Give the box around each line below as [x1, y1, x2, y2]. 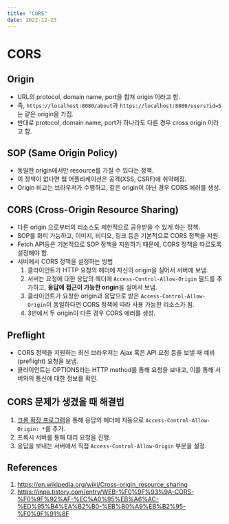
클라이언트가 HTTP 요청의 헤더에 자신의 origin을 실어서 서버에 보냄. [27, 266, 208, 274]
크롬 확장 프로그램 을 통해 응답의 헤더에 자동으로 [17, 415, 144, 424]
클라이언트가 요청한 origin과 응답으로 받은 [27, 292, 140, 300]
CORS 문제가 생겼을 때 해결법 [7, 396, 125, 408]
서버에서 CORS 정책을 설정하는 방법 [17, 257, 113, 265]
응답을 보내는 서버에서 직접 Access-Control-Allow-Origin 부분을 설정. [17, 441, 207, 450]
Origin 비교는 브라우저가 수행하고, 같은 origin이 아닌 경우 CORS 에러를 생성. [17, 184, 221, 192]
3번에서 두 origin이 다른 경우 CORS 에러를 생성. [27, 309, 156, 317]
